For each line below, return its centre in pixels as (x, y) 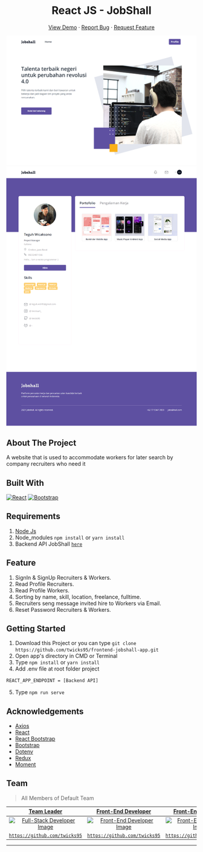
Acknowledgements (45, 711)
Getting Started (36, 628)
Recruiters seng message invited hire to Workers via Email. (88, 603)
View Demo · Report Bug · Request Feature (101, 27)
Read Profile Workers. (42, 590)
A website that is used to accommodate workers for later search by (90, 457)
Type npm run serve (40, 692)
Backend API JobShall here (49, 544)
